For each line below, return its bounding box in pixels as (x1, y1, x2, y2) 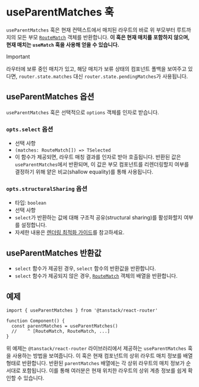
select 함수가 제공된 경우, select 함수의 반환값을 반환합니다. (14, 265, 156, 272)
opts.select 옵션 (6, 125, 53, 133)
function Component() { (6, 317, 65, 324)
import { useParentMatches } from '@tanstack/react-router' (6, 307, 159, 313)
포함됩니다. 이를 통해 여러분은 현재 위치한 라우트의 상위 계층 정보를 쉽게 (21, 367, 187, 374)
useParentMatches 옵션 (6, 92, 94, 102)
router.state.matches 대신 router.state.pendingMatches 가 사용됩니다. (18, 73, 188, 80)
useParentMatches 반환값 (6, 248, 102, 258)
